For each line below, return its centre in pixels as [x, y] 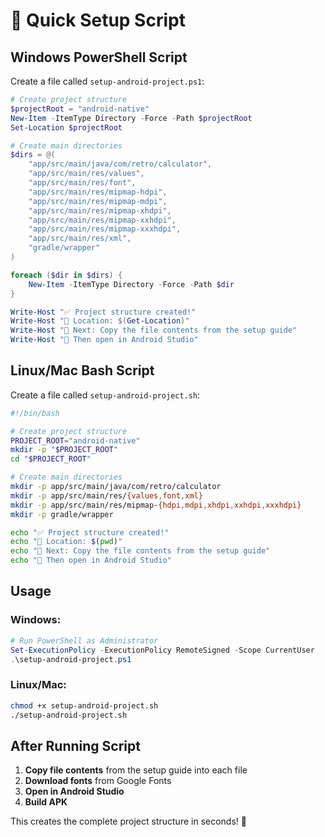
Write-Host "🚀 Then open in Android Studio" [104, 340]
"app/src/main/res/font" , [82, 183]
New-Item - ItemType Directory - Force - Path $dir [131, 284]
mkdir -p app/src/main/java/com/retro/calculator [116, 487]
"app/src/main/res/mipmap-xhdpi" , [100, 210]
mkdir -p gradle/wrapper [62, 514]
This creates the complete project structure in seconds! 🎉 [128, 821]
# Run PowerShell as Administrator [84, 640]
